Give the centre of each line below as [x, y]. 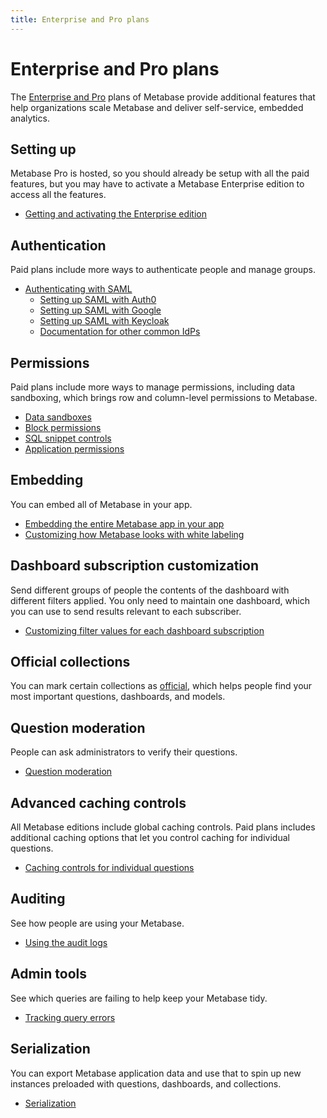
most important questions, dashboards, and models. [118, 697]
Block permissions [63, 427]
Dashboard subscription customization [134, 566]
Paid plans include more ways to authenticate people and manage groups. [163, 270]
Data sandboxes [58, 417]
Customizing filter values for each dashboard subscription [144, 630]
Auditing [38, 899]
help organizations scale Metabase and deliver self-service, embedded [157, 107]
